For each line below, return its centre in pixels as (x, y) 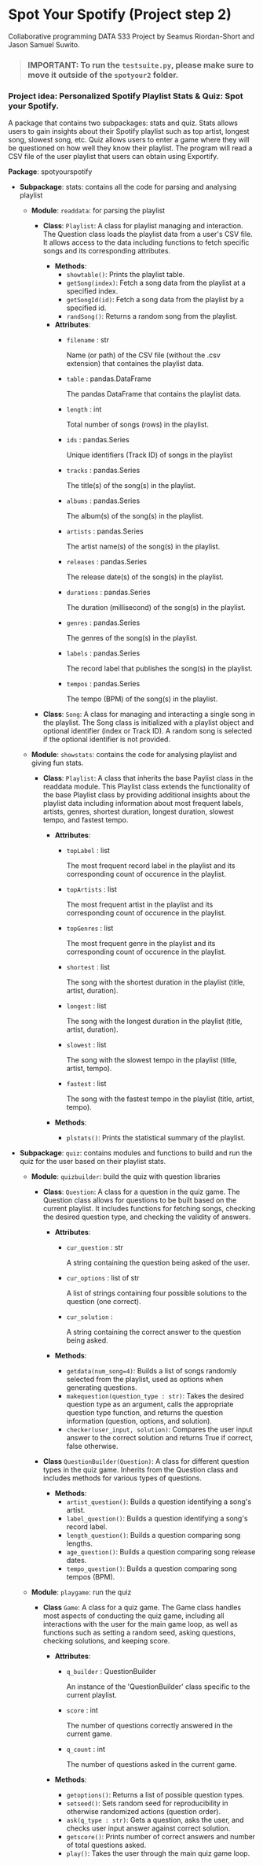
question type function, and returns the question (145, 1413)
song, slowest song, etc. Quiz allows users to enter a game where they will (129, 140)
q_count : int (86, 1750)
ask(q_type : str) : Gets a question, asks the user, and (155, 1820)
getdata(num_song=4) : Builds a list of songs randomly (152, 1371)
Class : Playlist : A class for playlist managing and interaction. (143, 226)
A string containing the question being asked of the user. (158, 1263)
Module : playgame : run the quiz (81, 1592)
